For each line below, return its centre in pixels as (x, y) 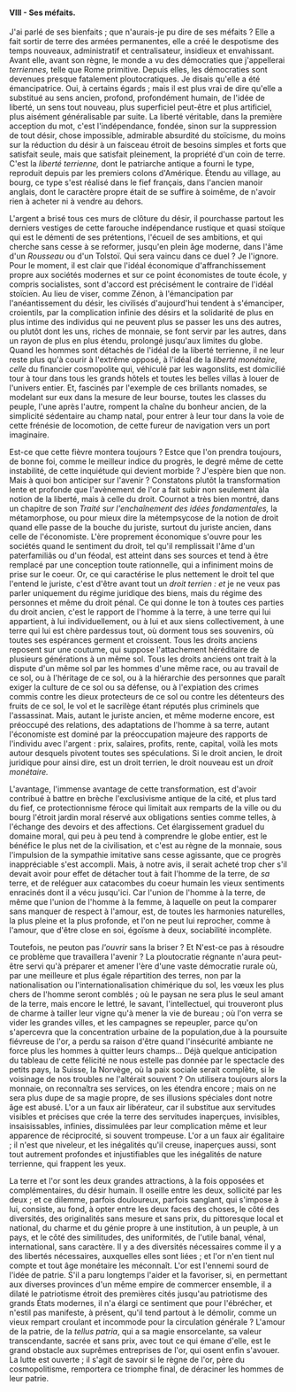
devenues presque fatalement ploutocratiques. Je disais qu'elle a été (135, 79)
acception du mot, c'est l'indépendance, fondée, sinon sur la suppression (143, 126)
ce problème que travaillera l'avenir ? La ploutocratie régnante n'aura (135, 957)
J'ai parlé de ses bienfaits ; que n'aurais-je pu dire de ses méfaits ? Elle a (142, 32)
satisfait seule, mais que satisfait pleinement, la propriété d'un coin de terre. (147, 154)
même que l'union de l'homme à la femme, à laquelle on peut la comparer (143, 902)
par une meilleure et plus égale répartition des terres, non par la (125, 976)
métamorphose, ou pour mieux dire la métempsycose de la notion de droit (144, 518)
